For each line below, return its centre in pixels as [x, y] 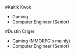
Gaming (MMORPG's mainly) [41, 41]
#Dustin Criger [20, 31]
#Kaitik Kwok [18, 7]
